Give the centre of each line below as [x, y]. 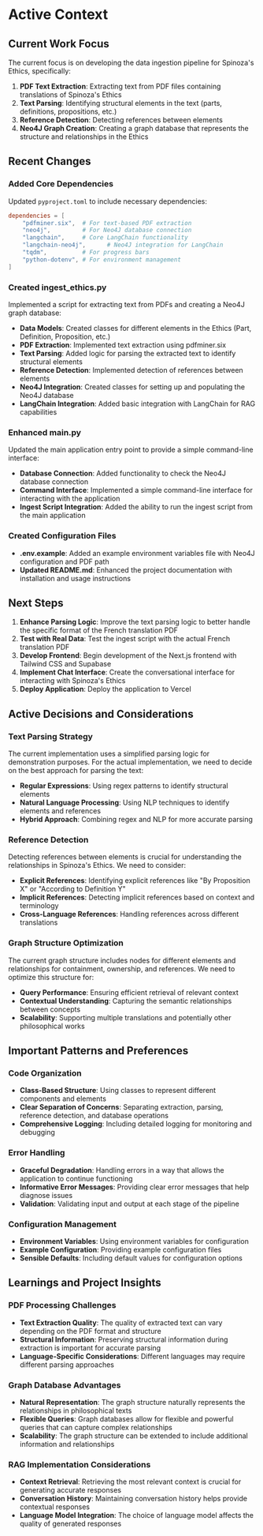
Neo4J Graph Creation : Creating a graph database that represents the [134, 128]
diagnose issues [46, 1195]
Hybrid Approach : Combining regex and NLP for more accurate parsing [136, 820]
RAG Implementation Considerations [80, 1464]
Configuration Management [62, 1224]
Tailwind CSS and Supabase [65, 664]
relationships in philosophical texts [76, 1410]
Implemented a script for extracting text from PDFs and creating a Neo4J [127, 304]
